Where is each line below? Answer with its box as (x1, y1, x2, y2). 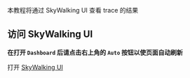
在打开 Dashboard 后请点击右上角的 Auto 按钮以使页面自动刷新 (7, 48, 184, 56)
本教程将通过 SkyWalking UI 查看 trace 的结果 (7, 6, 139, 14)
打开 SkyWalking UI (7, 63, 63, 71)
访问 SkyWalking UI (7, 29, 93, 40)
